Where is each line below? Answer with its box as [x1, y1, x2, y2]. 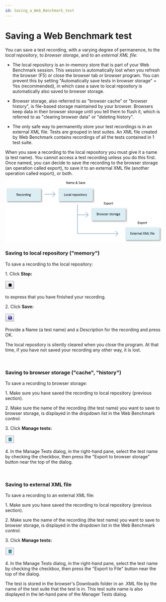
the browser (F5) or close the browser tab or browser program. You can [12, 72, 160, 78]
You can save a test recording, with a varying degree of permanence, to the [5, 46, 160, 52]
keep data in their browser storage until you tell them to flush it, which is [12, 108, 161, 114]
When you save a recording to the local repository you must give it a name [5, 149, 158, 155]
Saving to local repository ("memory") [5, 250, 100, 257]
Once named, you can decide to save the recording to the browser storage [5, 160, 158, 166]
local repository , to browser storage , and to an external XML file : [5, 52, 138, 58]
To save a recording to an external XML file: [5, 492, 94, 499]
